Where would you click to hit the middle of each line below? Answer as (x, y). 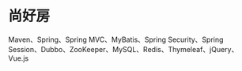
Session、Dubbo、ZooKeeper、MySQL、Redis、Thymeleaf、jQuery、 (123, 49)
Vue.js (19, 58)
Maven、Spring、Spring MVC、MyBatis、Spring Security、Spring (116, 39)
